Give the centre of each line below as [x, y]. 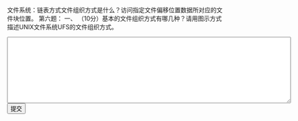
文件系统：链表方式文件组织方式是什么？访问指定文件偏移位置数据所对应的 [112, 10]
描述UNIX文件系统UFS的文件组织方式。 [62, 27]
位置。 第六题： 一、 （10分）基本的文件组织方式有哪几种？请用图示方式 [120, 18]
